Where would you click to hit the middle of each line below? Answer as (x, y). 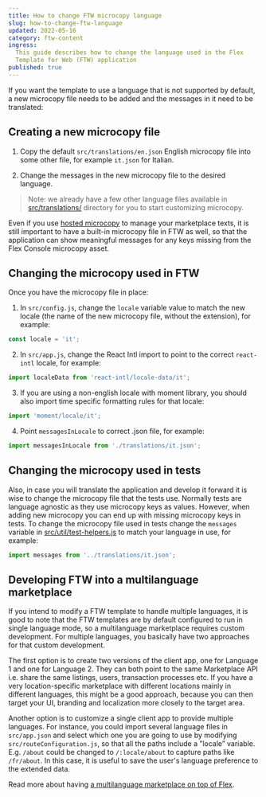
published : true (35, 68)
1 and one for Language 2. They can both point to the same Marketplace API (133, 669)
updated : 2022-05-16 (43, 30)
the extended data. (39, 769)
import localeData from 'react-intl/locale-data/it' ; (100, 378)
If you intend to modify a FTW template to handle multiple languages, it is (128, 611)
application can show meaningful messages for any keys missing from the (130, 240)
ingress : (23, 45)
